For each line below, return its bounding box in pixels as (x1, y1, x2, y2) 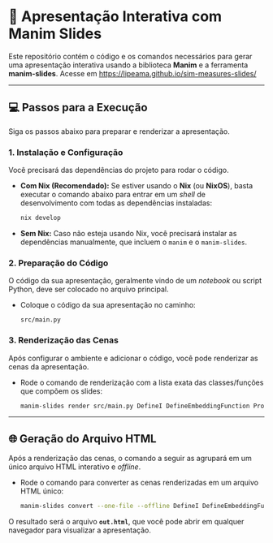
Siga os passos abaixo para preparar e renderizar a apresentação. (8, 126, 230, 136)
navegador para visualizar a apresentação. (8, 525, 152, 535)
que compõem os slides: (19, 386, 103, 396)
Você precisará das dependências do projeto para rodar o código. (8, 166, 229, 175)
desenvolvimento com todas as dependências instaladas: (19, 198, 213, 208)
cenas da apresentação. (8, 361, 89, 372)
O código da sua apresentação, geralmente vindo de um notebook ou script (8, 276, 262, 286)
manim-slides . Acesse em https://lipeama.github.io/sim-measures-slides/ (8, 68, 257, 78)
